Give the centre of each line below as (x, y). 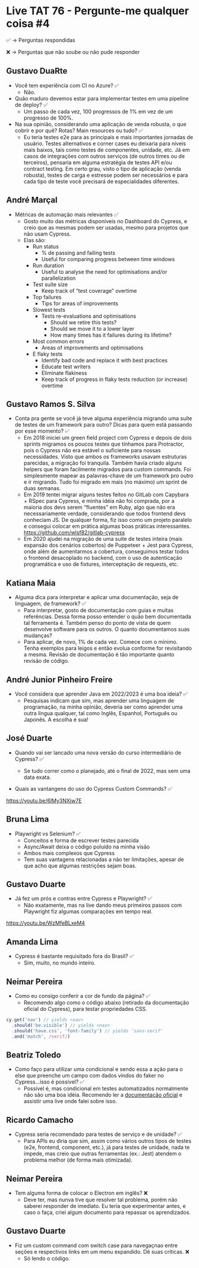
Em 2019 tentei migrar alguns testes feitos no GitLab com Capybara (106, 494)
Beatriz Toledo (34, 1055)
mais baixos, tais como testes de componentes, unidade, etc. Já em (107, 149)
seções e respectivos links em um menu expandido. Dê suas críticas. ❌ (102, 1251)
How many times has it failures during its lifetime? (111, 335)
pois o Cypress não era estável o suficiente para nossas (92, 450)
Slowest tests (49, 309)
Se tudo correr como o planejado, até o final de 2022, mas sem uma (107, 771)
